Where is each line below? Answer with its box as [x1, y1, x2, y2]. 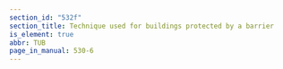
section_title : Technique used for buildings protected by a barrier [9, 22, 275, 30]
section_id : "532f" [9, 13, 82, 22]
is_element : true [9, 30, 74, 39]
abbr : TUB [9, 38, 47, 47]
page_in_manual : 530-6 [9, 47, 94, 56]
